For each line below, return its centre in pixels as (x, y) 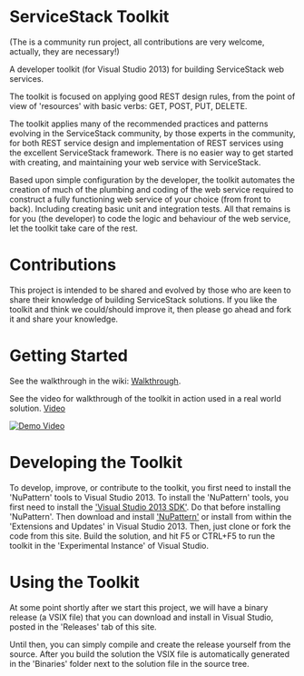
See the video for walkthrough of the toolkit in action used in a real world (145, 398)
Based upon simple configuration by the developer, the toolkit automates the (152, 180)
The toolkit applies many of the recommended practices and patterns (139, 124)
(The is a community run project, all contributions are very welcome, (137, 42)
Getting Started (69, 356)
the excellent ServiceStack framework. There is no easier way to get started (152, 153)
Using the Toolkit (75, 582)
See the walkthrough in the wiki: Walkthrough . (95, 381)
